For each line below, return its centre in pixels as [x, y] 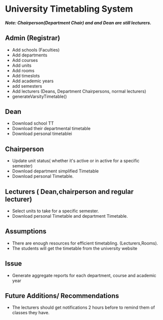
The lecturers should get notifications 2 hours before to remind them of [83, 307]
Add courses [25, 60]
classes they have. [31, 313]
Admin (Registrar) [33, 38]
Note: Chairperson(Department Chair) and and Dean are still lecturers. [78, 22]
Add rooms [23, 70]
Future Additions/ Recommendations [62, 296]
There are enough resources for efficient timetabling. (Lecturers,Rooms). [85, 243]
